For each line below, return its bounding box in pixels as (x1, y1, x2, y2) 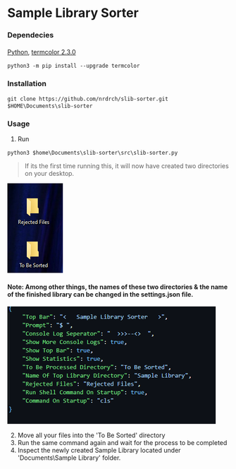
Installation (7, 78, 47, 88)
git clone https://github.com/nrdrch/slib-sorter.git (7, 95, 169, 102)
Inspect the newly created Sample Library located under (17, 446, 181, 454)
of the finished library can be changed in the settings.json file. (7, 290, 194, 298)
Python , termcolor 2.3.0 (7, 47, 76, 56)
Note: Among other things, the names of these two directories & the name (7, 283, 228, 291)
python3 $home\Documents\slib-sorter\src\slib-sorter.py (7, 150, 178, 157)
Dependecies (7, 30, 54, 40)
